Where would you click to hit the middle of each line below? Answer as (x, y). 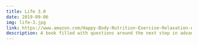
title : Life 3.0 (26, 11)
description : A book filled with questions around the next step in (92, 33)
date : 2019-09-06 (27, 17)
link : (13, 28)
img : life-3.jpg (26, 22)
